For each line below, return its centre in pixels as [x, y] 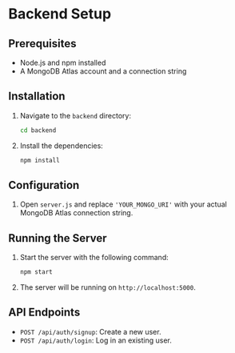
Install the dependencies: [62, 146]
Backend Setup [60, 14]
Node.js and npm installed [63, 62]
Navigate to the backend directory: [76, 115]
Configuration [44, 185]
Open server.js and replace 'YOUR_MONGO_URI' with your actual [123, 204]
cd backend [38, 130]
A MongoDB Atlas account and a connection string [103, 71]
